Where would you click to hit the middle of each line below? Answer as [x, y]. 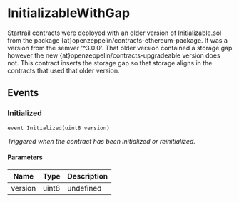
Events [23, 93]
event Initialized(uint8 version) [59, 128]
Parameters [25, 157]
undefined [85, 188]
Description [88, 176]
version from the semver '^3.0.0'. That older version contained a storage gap [120, 48]
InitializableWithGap [69, 13]
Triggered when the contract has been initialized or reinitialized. [102, 141]
